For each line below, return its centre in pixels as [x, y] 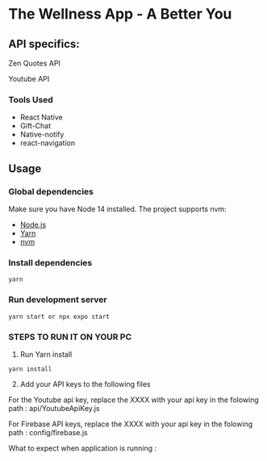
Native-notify [42, 135]
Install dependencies [50, 262]
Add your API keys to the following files [85, 383]
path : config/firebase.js [48, 432]
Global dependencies [51, 191]
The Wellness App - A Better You [120, 14]
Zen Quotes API [34, 63]
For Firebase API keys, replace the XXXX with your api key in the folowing [131, 424]
